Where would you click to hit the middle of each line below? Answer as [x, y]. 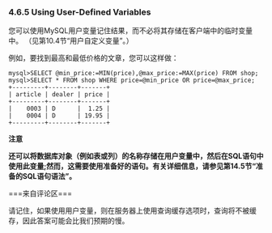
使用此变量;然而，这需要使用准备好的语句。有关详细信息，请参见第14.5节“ [132, 166]
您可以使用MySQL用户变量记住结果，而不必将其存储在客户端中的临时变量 [131, 31]
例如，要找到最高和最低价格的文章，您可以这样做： [93, 58]
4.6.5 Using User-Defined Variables [80, 12]
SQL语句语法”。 [49, 176]
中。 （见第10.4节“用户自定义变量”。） [71, 41]
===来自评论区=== [40, 193]
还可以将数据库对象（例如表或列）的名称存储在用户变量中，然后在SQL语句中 [136, 156]
